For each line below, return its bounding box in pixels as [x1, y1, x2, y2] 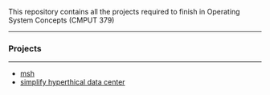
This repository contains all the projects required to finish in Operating [8, 7, 240, 16]
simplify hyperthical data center [19, 77, 126, 87]
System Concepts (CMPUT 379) [8, 15, 115, 25]
